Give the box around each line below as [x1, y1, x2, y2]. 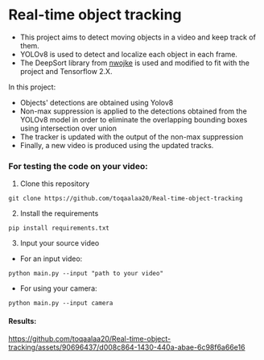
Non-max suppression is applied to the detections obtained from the [19, 106, 247, 116]
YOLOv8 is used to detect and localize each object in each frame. [19, 49, 237, 59]
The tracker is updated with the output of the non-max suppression [19, 131, 244, 142]
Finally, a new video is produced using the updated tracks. [19, 140, 214, 150]
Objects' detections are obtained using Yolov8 [19, 97, 174, 107]
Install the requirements [19, 209, 99, 218]
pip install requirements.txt [8, 224, 110, 233]
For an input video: [19, 254, 83, 263]
